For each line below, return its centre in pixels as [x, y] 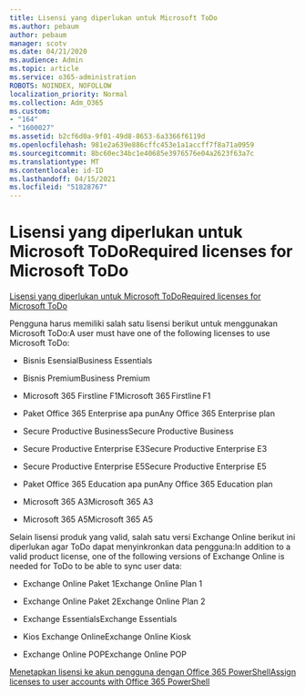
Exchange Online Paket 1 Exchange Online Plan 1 [112, 584]
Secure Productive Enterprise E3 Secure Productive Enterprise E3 [145, 449]
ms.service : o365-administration [73, 77]
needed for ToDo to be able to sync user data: [96, 567]
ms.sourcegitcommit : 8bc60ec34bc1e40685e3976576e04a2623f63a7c [132, 153]
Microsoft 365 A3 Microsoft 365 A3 [88, 502]
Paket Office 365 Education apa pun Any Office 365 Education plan [147, 485]
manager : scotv [38, 43]
